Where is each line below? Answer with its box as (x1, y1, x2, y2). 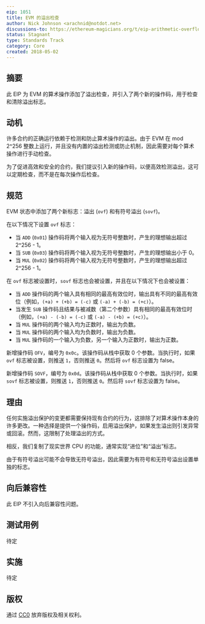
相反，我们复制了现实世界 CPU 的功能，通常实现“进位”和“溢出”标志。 (6, 442, 180, 450)
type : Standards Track (6, 37, 64, 43)
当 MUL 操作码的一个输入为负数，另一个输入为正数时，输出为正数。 (15, 336, 182, 343)
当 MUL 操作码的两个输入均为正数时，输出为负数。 (15, 321, 139, 328)
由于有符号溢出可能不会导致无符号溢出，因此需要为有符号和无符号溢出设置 (6, 456, 193, 463)
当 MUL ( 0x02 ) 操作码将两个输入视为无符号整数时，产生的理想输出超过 (15, 257, 187, 264)
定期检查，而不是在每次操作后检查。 (11, 171, 103, 178)
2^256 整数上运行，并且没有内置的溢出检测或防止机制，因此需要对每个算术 (6, 142, 195, 150)
